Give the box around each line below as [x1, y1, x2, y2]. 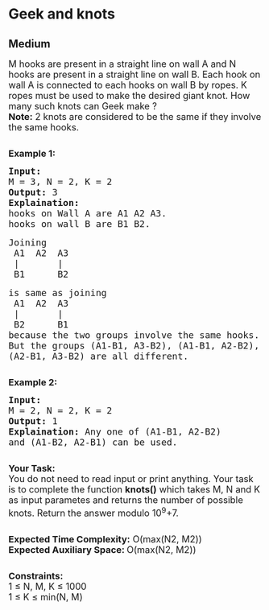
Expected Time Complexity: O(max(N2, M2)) [8, 534, 203, 545]
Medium [8, 37, 51, 51]
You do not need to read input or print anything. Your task [8, 473, 254, 484]
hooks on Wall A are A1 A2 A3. [8, 208, 168, 219]
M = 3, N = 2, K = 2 [8, 176, 113, 188]
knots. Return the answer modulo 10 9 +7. [8, 505, 180, 519]
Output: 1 [8, 415, 58, 427]
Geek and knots [8, 5, 115, 23]
